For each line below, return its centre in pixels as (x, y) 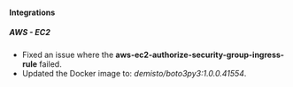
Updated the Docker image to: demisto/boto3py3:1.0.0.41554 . (134, 73)
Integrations (32, 12)
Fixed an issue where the (68, 54)
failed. (50, 64)
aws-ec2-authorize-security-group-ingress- (200, 54)
